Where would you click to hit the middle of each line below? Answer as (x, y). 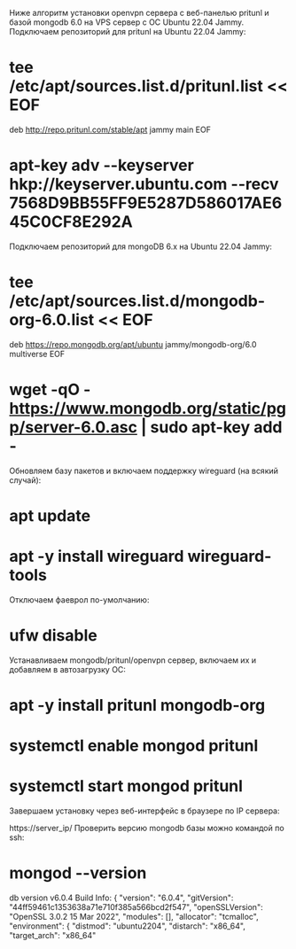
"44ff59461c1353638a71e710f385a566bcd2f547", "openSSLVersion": (136, 907)
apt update (50, 515)
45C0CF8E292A (71, 222)
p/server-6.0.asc (73, 427)
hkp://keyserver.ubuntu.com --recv (144, 184)
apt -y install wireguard (97, 556)
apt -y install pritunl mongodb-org (137, 705)
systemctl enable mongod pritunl (134, 746)
